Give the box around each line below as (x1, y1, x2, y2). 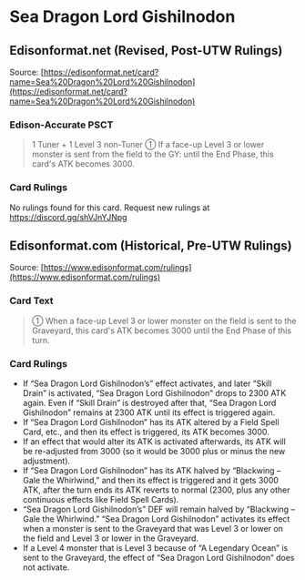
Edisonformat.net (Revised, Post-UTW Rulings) (9, 43, 283, 58)
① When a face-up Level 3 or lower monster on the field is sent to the (31, 315, 298, 326)
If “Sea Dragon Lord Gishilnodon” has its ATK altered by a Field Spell (22, 417, 280, 427)
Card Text (9, 294, 54, 307)
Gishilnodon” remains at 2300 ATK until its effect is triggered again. (22, 407, 276, 418)
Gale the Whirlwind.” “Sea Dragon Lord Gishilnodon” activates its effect (22, 514, 290, 524)
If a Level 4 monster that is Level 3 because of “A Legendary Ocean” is (22, 543, 289, 553)
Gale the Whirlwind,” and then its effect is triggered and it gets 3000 (22, 475, 280, 485)
